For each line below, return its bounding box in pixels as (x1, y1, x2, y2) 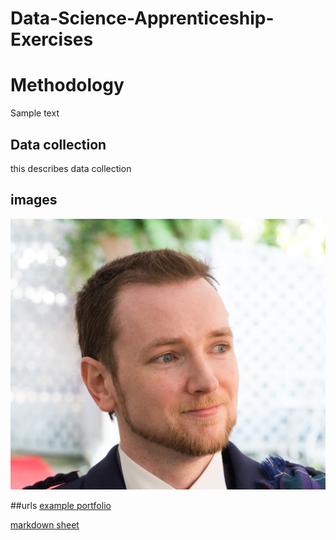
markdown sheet (10, 519, 80, 531)
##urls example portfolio (10, 500, 112, 512)
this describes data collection (10, 162, 132, 174)
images (10, 192, 58, 209)
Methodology (10, 74, 125, 97)
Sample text (10, 107, 60, 119)
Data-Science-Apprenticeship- (10, 7, 275, 30)
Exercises (10, 28, 94, 51)
